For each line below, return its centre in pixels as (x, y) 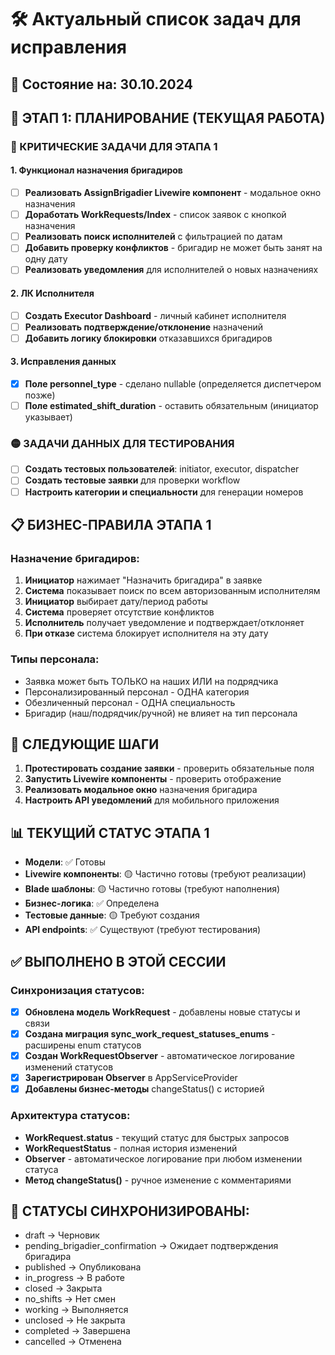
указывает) (48, 417)
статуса (41, 1169)
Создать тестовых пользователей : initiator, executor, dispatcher (162, 469)
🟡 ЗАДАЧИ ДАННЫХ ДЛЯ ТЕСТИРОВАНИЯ (122, 444)
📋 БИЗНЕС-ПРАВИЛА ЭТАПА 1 (111, 525)
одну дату (46, 259)
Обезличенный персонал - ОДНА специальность (130, 702)
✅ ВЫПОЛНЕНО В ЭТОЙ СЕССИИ (118, 961)
